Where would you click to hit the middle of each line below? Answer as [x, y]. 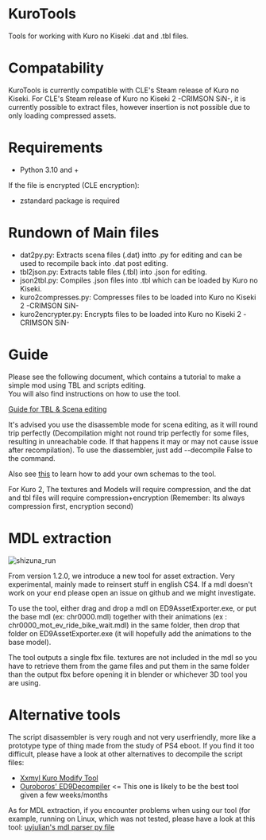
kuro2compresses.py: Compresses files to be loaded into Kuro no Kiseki [138, 297]
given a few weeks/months [64, 795]
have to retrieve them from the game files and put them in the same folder [129, 666]
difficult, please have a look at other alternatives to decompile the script [126, 754]
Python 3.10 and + [49, 170]
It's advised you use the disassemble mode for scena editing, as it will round [133, 424]
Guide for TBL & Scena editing [58, 409]
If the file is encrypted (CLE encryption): [74, 185]
